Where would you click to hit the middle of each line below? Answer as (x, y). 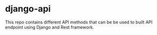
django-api (28, 9)
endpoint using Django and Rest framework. (50, 27)
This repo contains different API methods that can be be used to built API (79, 22)
